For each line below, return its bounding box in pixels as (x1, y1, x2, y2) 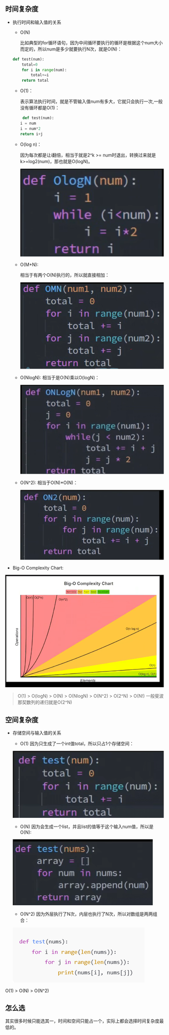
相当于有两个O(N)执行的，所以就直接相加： (20, 272, 110, 278)
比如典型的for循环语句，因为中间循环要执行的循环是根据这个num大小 (20, 39, 163, 45)
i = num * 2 (20, 126, 41, 131)
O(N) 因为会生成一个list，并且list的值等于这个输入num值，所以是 (20, 823, 154, 830)
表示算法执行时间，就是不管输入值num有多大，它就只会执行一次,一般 (20, 98, 163, 105)
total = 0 (22, 62, 38, 67)
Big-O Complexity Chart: (12, 565, 64, 571)
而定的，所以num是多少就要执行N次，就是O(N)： (20, 46, 122, 52)
